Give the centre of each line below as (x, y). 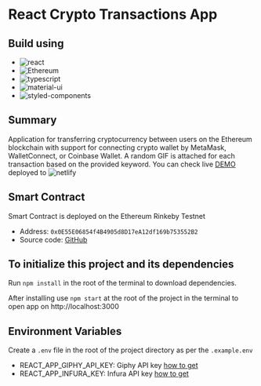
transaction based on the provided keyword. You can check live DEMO (122, 164)
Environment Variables (65, 331)
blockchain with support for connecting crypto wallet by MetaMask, (118, 147)
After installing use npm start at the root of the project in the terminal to (123, 298)
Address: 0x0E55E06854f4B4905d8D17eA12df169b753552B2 (109, 231)
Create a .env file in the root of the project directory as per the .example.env (130, 350)
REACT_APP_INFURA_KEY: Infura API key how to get (104, 373)
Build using (36, 44)
